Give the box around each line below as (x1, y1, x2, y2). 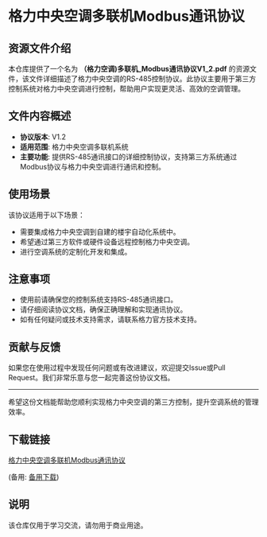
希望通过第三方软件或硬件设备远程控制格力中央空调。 (19, 236, 195, 247)
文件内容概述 (8, 109, 72, 123)
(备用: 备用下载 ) (8, 473, 60, 482)
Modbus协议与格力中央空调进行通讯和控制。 (19, 161, 165, 171)
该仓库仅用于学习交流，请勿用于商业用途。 (8, 520, 148, 530)
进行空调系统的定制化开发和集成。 (19, 247, 132, 256)
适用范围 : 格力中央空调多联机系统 (19, 142, 129, 151)
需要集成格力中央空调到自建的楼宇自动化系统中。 (19, 227, 180, 236)
